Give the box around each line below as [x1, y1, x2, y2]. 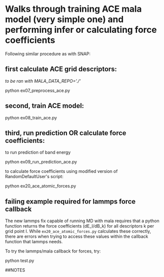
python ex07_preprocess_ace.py [5, 87, 70, 93]
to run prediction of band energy [5, 149, 71, 155]
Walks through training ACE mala [5, 3, 142, 15]
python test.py [5, 258, 34, 264]
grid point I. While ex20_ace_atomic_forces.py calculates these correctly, [5, 229, 151, 234]
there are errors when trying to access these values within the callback [5, 233, 148, 239]
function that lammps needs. [5, 239, 63, 245]
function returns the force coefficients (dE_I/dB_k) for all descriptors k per [5, 223, 154, 229]
